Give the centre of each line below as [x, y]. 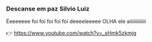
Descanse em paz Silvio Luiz [48, 9]
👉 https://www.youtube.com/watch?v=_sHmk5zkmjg [71, 33]
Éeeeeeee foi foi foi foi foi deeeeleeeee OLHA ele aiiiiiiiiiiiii [76, 22]
